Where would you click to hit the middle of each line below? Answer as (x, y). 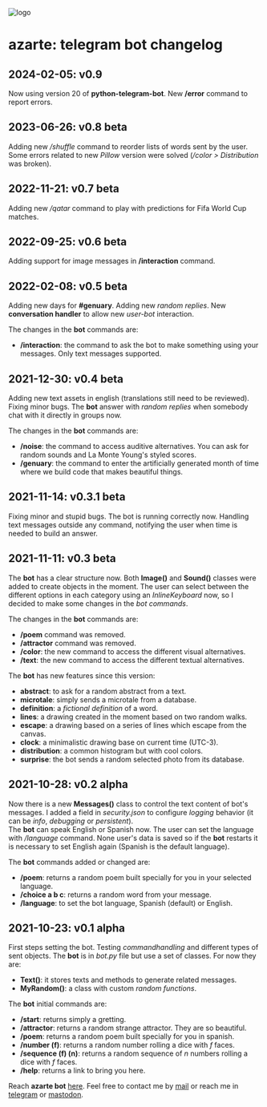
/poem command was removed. (73, 634)
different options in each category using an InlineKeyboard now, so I (121, 595)
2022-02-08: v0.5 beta (68, 286)
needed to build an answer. (53, 533)
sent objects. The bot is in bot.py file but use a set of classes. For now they (132, 956)
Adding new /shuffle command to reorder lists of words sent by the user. (128, 146)
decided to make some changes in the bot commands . (98, 603)
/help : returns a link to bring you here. (83, 1071)
